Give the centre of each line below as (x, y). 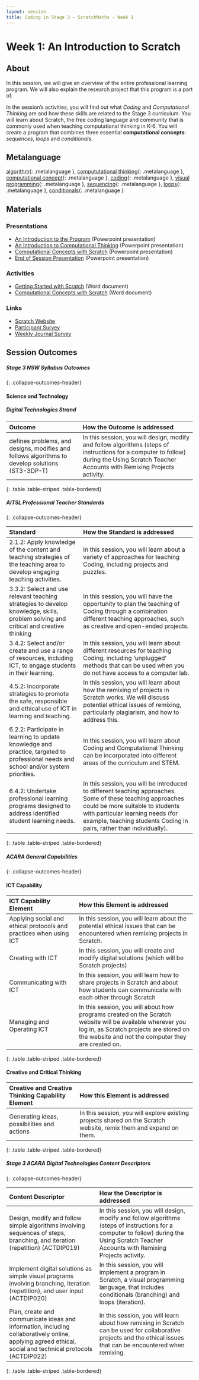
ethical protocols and (38, 926)
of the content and (35, 549)
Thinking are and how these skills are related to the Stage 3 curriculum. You (99, 113)
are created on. (100, 1044)
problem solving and (38, 619)
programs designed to (40, 806)
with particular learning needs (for (130, 813)
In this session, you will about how (126, 1007)
